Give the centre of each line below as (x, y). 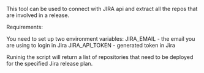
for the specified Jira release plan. (50, 64)
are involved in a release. (38, 15)
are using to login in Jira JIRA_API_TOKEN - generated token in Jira (91, 45)
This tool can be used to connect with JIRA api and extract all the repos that (102, 9)
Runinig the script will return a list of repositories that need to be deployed (100, 57)
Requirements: (25, 27)
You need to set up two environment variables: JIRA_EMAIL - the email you (101, 39)
